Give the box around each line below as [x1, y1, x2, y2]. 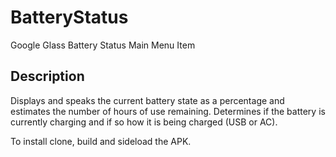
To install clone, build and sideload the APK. [10, 135, 192, 147]
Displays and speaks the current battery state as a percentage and [10, 94, 285, 106]
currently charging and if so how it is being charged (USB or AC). [10, 116, 278, 128]
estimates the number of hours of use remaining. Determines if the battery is [10, 105, 326, 117]
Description [10, 68, 85, 85]
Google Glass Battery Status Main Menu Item [10, 39, 196, 51]
